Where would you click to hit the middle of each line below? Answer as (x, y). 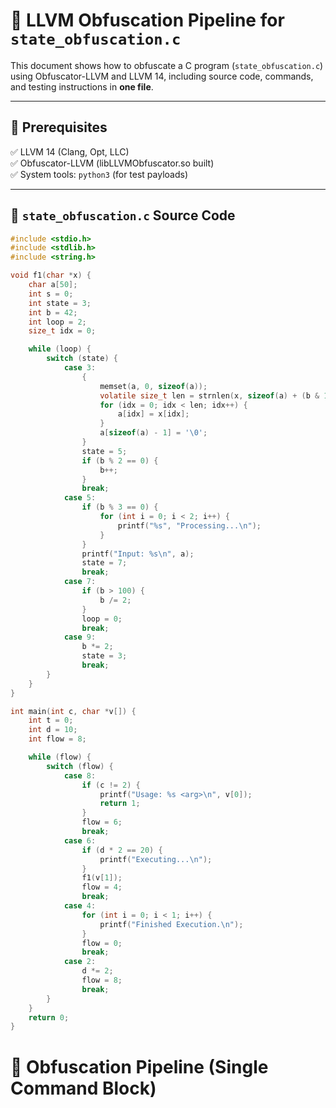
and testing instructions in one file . (82, 86)
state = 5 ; (104, 451)
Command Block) (83, 1088)
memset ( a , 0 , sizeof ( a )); (153, 386)
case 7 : (80, 582)
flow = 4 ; (102, 887)
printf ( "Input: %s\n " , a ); (138, 554)
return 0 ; (49, 1017)
